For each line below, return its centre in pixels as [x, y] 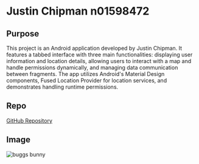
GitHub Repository [30, 120]
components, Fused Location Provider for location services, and [87, 80]
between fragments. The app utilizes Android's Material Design [86, 74]
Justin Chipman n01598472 [78, 11]
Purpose [23, 34]
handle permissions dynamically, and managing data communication [92, 67]
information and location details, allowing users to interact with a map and [99, 61]
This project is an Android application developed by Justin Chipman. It [94, 48]
